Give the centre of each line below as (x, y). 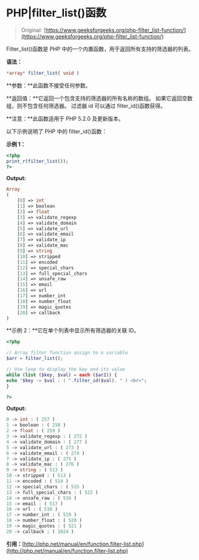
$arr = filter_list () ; (35, 359)
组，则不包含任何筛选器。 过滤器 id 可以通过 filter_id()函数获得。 (86, 105)
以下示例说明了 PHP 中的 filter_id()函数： (57, 131)
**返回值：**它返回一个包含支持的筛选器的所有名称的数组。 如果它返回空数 (99, 98)
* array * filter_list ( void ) (43, 73)
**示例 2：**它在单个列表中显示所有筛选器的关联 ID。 (73, 330)
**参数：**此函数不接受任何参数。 (49, 85)
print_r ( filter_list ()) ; (37, 161)
